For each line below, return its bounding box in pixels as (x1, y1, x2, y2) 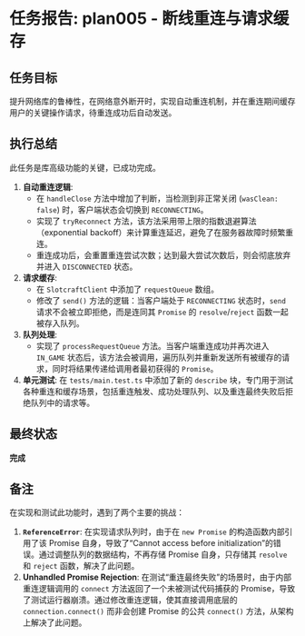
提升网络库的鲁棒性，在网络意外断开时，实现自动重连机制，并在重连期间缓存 (9, 96, 296, 106)
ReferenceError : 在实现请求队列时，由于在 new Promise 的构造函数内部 (22, 526, 285, 537)
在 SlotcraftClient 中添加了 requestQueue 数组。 (35, 283, 220, 294)
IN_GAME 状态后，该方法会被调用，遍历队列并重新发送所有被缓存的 (35, 352, 282, 363)
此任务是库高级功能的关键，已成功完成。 (9, 162, 161, 173)
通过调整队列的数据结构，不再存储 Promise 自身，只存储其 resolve (38, 549, 288, 560)
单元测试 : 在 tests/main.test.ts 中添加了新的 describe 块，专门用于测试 (22, 374, 293, 385)
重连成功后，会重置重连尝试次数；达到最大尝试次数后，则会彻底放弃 (35, 249, 291, 260)
